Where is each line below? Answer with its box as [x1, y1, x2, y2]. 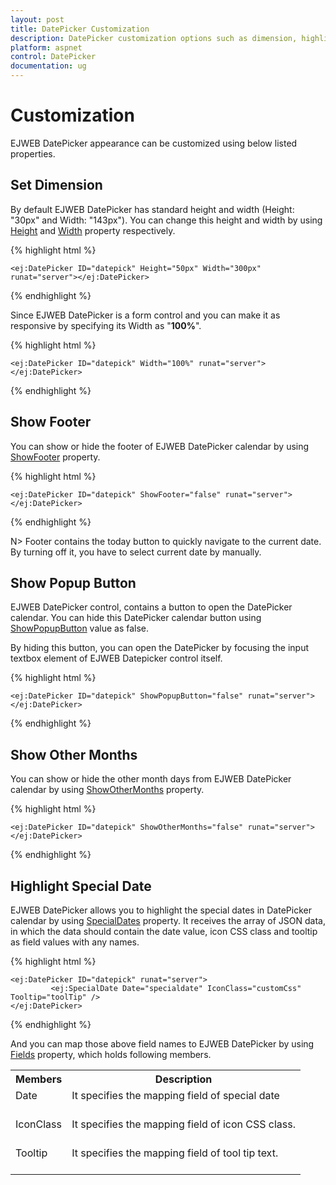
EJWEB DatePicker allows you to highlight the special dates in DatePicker [10, 904, 312, 916]
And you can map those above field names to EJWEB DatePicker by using [10, 1038, 315, 1050]
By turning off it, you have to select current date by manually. [10, 546, 262, 558]
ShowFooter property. [10, 451, 101, 463]
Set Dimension [10, 177, 103, 194]
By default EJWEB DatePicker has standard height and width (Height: [10, 203, 295, 215]
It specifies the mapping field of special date [71, 1089, 280, 1102]
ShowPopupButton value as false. [10, 622, 150, 635]
